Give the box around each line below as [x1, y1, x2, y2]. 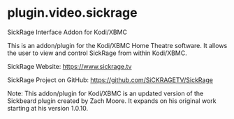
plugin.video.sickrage [7, 5, 138, 21]
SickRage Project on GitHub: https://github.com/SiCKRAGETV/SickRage [7, 75, 213, 84]
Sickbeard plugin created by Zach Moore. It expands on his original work [7, 96, 217, 105]
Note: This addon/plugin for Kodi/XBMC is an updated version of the [7, 89, 204, 97]
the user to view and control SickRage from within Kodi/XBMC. [7, 49, 187, 57]
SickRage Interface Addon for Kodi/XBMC [7, 28, 128, 36]
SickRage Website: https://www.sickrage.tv [7, 62, 132, 70]
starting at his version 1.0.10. [7, 104, 89, 112]
